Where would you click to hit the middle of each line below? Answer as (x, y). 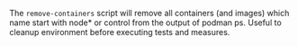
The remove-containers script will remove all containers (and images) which (149, 13)
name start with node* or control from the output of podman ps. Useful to (145, 23)
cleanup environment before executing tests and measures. (120, 32)
